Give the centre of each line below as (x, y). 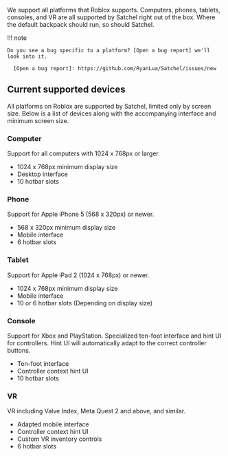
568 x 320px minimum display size (66, 228)
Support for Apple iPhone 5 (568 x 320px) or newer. (81, 214)
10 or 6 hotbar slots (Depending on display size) (85, 303)
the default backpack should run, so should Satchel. (81, 24)
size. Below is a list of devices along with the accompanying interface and (112, 113)
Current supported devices (66, 90)
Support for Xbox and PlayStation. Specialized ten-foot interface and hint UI (114, 336)
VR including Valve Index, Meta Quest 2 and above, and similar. (96, 411)
